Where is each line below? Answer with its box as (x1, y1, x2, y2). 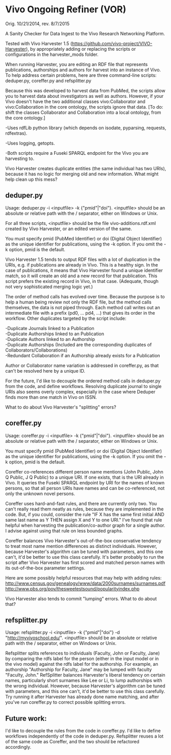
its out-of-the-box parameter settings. (5, 565, 86, 571)
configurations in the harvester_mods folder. (5, 51, 99, 57)
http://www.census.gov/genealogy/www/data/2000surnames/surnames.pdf (5, 580, 166, 586)
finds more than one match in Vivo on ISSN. (5, 394, 97, 400)
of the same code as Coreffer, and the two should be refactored (5, 739, 139, 745)
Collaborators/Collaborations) (5, 347, 68, 353)
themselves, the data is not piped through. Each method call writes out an (5, 304, 160, 311)
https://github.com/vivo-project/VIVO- (71, 40, 153, 47)
